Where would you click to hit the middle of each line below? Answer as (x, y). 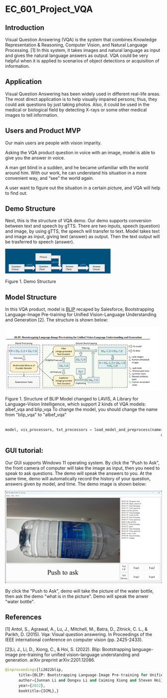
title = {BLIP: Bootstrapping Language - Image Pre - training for (83, 675)
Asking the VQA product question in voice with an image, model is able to (80, 152)
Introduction (25, 28)
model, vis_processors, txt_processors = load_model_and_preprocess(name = (84, 430)
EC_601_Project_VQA (49, 9)
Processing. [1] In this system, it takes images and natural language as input (83, 50)
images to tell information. (32, 115)
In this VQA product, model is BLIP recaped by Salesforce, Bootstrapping (80, 309)
